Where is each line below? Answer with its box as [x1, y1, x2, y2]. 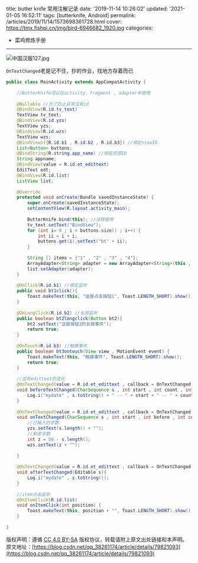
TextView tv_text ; [16, 112, 62, 118]
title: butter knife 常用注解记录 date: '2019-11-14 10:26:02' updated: [6, 5, 169, 12]
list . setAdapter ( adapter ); [27, 266, 94, 272]
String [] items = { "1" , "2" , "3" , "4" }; [27, 255, 138, 261]
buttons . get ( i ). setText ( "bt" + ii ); [37, 238, 128, 244]
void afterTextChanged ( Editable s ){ [16, 470, 107, 475]
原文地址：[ [6, 543, 34, 550]
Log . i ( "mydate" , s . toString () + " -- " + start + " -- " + [27, 392, 178, 398]
